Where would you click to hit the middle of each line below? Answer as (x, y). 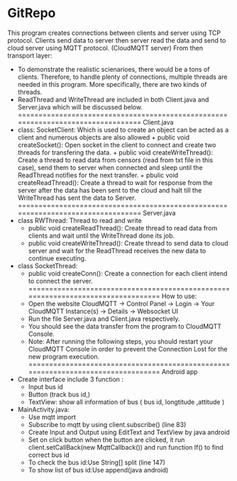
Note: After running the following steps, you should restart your (121, 341)
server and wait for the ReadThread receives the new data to (117, 250)
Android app (180, 371)
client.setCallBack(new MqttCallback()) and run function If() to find (126, 447)
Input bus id (46, 386)
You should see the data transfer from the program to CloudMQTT (125, 326)
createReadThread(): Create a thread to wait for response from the (115, 182)
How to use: (179, 296)
